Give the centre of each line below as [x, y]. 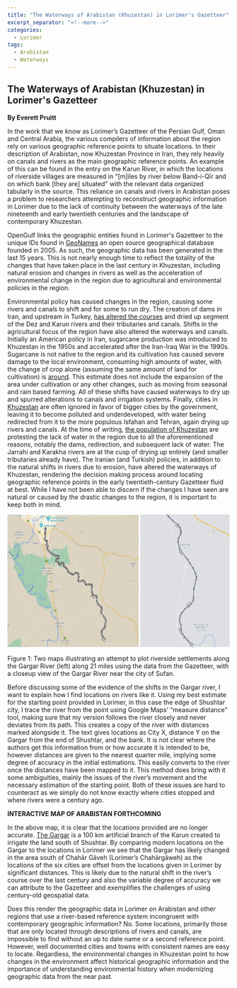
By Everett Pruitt [32, 117]
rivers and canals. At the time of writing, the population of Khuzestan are [113, 429]
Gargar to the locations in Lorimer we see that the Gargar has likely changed [118, 850]
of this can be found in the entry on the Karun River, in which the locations [115, 168]
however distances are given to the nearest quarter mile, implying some [112, 754]
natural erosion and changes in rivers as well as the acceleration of [105, 272]
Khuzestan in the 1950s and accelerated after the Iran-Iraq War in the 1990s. [118, 346]
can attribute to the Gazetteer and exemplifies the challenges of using [109, 888]
